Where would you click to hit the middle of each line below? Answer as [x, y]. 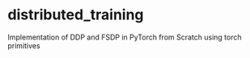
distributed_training [76, 15]
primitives [24, 45]
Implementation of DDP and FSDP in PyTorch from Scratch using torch [125, 37]
